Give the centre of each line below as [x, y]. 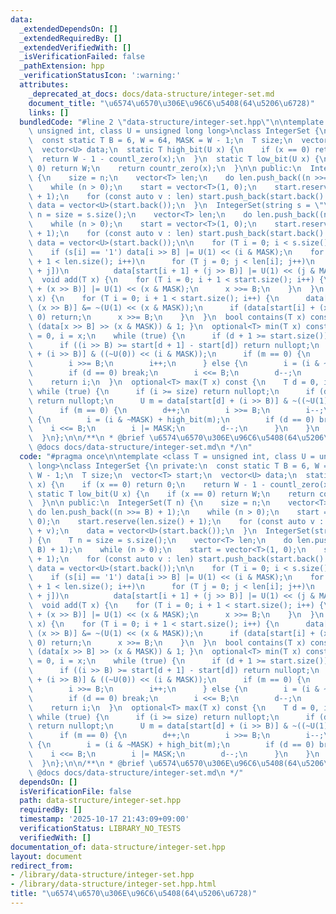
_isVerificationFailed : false [82, 57]
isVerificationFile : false [75, 791]
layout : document [46, 856]
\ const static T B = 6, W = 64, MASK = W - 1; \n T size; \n [160, 141]
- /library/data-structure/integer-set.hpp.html [113, 884]
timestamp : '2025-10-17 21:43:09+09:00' [104, 819]
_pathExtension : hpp [62, 66]
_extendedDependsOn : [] [68, 29]
